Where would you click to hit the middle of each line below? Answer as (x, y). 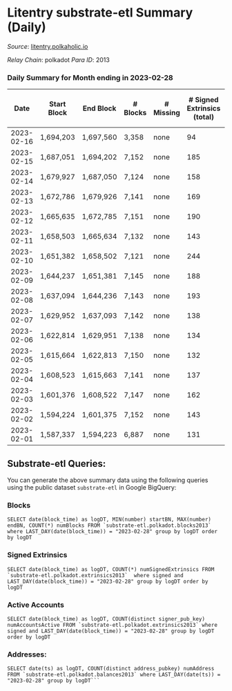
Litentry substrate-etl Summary (100, 13)
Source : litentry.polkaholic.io (48, 46)
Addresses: (27, 654)
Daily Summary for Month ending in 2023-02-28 (90, 77)
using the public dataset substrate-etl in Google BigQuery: (92, 488)
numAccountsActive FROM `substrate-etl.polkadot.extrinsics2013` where (112, 625)
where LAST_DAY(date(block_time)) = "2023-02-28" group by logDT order (112, 532)
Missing (167, 113)
